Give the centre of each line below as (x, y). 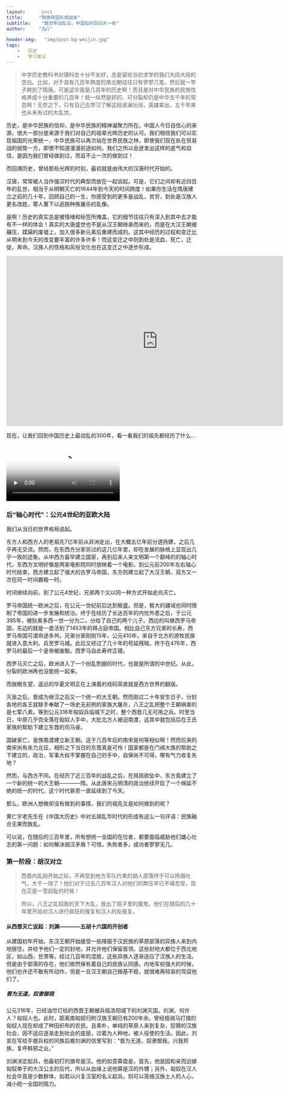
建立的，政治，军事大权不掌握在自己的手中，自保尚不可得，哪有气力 (96, 755)
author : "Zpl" (29, 29)
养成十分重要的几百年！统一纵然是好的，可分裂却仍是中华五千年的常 (111, 97)
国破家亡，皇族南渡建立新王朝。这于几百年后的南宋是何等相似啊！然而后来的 (102, 740)
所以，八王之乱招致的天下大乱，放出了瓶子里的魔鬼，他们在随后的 (103, 904)
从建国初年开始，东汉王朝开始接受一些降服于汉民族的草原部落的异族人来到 (99, 941)
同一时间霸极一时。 (41, 580)
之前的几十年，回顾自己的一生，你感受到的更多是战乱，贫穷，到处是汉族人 (104, 196)
